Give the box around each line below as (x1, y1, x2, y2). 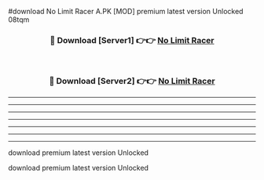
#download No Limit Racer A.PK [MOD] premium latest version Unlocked (8, 7, 244, 16)
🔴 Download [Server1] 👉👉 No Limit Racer (49, 34, 214, 45)
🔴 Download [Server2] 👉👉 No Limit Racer (49, 76, 215, 87)
